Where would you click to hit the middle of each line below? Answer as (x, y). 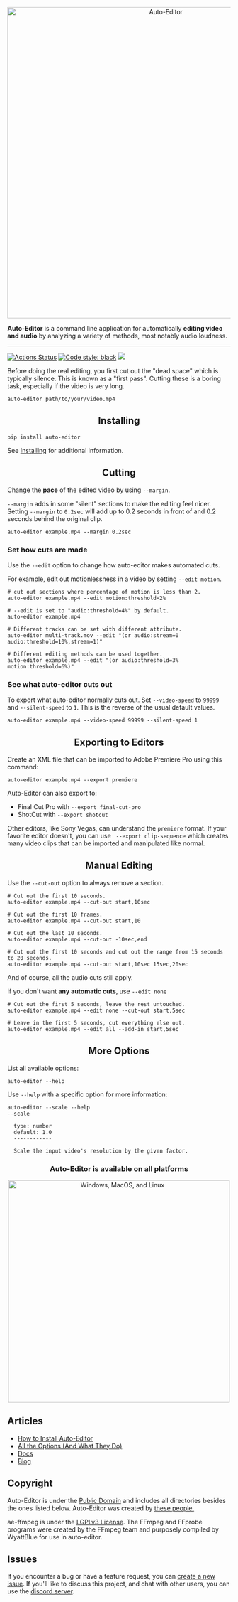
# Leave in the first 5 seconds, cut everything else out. (96, 1023)
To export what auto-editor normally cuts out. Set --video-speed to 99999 (113, 700)
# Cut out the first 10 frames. (55, 914)
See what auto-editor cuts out (60, 684)
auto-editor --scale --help (49, 1107)
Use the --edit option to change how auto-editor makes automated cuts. (114, 565)
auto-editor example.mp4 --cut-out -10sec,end (77, 939)
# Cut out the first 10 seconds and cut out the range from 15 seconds (115, 952)
